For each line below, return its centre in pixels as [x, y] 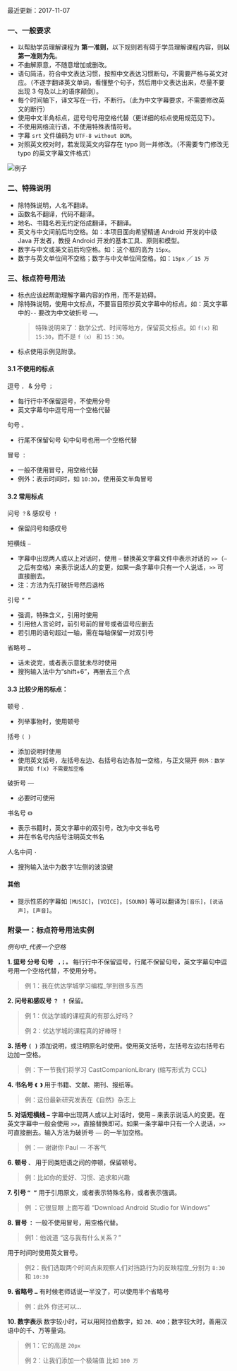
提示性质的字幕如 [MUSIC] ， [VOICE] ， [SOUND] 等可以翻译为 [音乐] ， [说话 [120, 901]
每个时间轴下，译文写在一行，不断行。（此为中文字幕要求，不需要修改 [118, 100]
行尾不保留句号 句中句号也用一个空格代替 [77, 440]
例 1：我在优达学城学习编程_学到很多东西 [84, 986]
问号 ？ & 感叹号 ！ [33, 513]
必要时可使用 [36, 798]
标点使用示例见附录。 [48, 351]
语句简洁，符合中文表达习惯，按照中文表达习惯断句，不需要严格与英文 [120, 74]
